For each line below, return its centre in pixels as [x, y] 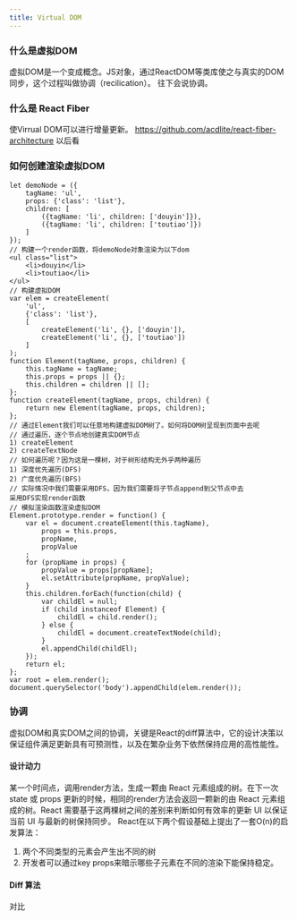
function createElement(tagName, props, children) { [110, 400]
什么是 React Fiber [50, 108]
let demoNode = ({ [43, 185]
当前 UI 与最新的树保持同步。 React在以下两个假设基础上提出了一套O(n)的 [145, 822]
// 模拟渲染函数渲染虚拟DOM [55, 507]
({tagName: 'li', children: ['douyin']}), [122, 217]
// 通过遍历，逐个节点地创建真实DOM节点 [75, 435]
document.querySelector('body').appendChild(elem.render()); [126, 687]
